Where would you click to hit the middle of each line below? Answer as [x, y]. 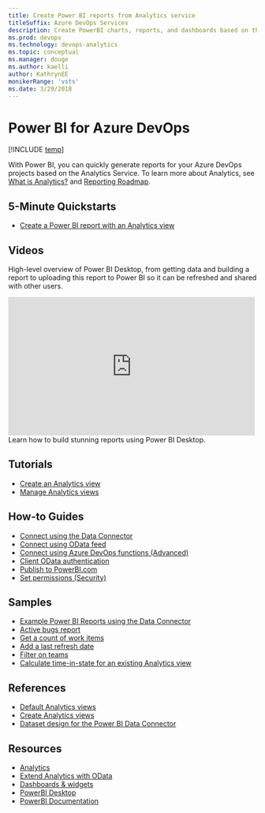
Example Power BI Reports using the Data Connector [105, 621]
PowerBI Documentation [59, 801]
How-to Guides [46, 517]
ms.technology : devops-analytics [63, 45]
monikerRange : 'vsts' [44, 81]
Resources [35, 749]
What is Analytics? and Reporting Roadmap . [80, 181]
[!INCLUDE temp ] [36, 150]
